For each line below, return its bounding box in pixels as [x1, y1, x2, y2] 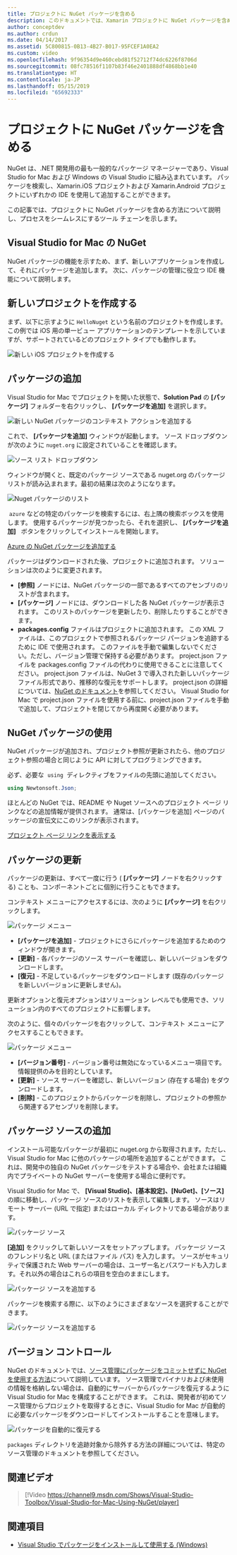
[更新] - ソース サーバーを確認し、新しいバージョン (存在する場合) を [17, 1076, 217, 1084]
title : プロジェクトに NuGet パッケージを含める [7, 10, 136, 18]
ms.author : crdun [7, 30, 59, 37]
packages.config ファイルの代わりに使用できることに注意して [37, 660, 218, 668]
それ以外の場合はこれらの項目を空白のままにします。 [18, 1269, 174, 1278]
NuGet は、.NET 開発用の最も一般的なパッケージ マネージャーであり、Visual [7, 164, 229, 173]
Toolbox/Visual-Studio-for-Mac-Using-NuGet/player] [24, 1498, 179, 1507]
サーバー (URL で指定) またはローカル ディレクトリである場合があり [27, 1204, 224, 1213]
